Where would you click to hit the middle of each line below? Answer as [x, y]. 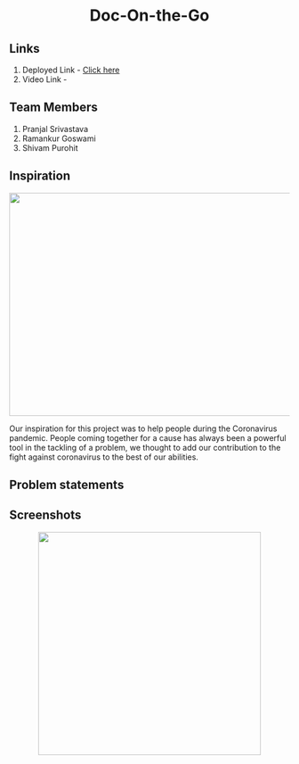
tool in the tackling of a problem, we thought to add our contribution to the [145, 447]
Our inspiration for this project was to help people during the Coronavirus [143, 428]
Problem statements [67, 485]
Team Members [53, 108]
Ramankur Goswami [59, 138]
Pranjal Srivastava [55, 129]
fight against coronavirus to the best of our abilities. [104, 457]
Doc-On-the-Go [149, 16]
